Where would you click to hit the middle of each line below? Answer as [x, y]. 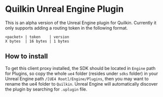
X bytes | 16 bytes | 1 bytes [37, 41]
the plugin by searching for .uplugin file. [46, 89]
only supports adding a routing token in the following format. [66, 28]
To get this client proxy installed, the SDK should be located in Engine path [81, 68]
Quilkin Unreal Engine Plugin [65, 9]
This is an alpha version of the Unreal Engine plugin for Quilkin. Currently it [81, 23]
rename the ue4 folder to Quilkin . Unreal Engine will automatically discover [81, 84]
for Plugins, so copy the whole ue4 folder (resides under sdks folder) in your [82, 73]
